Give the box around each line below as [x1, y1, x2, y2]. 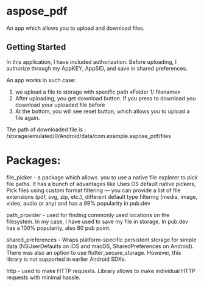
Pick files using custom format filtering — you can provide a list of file [6, 187, 181, 194]
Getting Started [6, 42, 66, 52]
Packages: [6, 153, 61, 167]
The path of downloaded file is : [6, 126, 86, 133]
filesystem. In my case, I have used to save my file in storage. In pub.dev [6, 218, 189, 225]
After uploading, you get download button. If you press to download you [15, 94, 196, 102]
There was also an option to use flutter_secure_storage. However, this [6, 249, 181, 256]
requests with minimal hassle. [6, 274, 81, 281]
